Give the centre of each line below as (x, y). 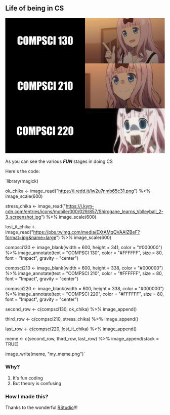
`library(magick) (22, 181)
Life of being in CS (35, 8)
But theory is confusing (37, 383)
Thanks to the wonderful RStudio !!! (41, 407)
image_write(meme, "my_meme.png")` (45, 354)
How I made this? (27, 396)
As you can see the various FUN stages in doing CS (59, 161)
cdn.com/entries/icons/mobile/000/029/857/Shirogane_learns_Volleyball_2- (84, 211)
